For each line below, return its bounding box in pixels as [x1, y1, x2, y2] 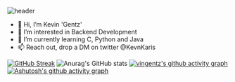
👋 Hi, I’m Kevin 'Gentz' [17, 20, 82, 28]
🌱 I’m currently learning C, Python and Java [17, 35, 144, 43]
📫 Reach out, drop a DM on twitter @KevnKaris [17, 43, 156, 51]
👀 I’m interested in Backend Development [17, 28, 137, 36]
